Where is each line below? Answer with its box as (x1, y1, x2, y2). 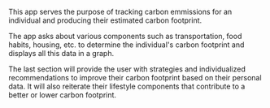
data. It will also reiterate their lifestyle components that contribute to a (8, 81, 246, 91)
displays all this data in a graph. (8, 49, 115, 58)
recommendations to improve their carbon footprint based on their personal (8, 73, 262, 82)
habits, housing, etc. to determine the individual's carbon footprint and (8, 40, 245, 50)
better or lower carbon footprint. (8, 90, 116, 100)
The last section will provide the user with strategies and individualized (8, 64, 246, 74)
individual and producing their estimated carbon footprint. (8, 15, 202, 25)
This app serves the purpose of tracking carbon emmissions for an (8, 7, 233, 16)
